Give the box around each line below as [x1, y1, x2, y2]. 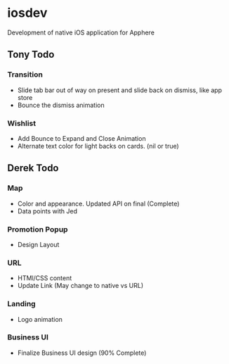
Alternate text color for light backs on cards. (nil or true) [17, 142, 179, 150]
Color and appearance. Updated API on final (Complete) [17, 199, 180, 208]
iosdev [7, 5, 48, 21]
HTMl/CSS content [17, 274, 72, 282]
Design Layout [17, 240, 60, 249]
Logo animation [17, 315, 63, 323]
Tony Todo [7, 49, 55, 61]
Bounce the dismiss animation [17, 101, 105, 109]
